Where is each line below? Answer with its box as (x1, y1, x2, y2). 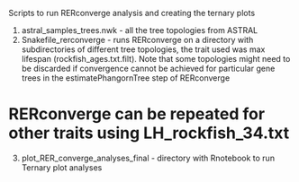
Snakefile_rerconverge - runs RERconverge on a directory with (21, 35, 254, 45)
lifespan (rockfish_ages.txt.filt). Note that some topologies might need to (21, 54, 291, 64)
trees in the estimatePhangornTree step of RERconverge (21, 73, 231, 83)
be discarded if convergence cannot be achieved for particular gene (21, 63, 276, 74)
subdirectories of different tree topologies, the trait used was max (21, 44, 266, 55)
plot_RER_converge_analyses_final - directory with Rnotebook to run (21, 152, 276, 163)
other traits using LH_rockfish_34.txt (8, 123, 290, 143)
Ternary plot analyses (21, 161, 103, 173)
